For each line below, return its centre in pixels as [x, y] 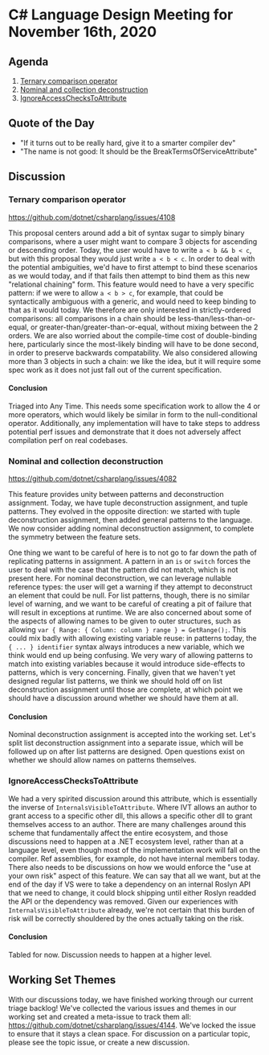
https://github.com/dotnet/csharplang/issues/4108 [92, 217]
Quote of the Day [51, 124]
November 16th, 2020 [83, 32]
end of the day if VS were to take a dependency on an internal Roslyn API [130, 884]
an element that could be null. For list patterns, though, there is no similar [129, 595]
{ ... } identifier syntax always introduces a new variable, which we [126, 647]
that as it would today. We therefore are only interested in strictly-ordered [130, 310]
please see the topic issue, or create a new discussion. [99, 1042]
